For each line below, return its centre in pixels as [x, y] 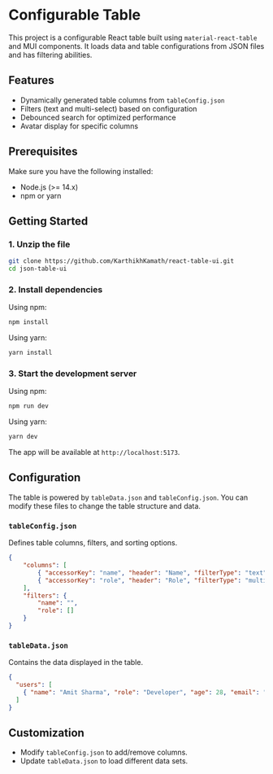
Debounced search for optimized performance [98, 117]
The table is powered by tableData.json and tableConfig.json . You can [128, 497]
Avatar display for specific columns [79, 126]
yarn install [30, 353]
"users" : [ [34, 685]
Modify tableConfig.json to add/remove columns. [104, 752]
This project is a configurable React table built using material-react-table [133, 37]
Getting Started [48, 221]
